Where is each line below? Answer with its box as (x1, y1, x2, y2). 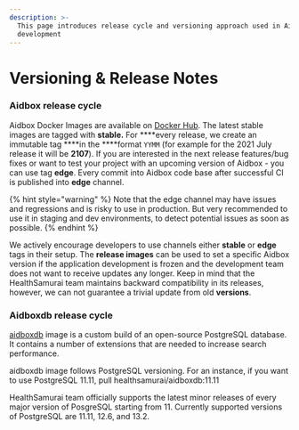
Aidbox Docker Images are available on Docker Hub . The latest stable (9, 119, 264, 130)
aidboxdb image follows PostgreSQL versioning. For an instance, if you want (9, 366, 289, 377)
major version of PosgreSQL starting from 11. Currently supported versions (9, 402, 283, 412)
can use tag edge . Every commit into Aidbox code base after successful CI (9, 166, 284, 178)
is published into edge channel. (9, 176, 125, 187)
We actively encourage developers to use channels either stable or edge (9, 239, 278, 250)
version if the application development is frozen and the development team (9, 258, 285, 269)
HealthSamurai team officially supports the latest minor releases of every (9, 393, 278, 403)
